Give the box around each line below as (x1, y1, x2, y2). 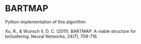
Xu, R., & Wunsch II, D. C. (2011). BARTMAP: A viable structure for (5, 28, 136, 34)
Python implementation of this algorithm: (5, 19, 87, 25)
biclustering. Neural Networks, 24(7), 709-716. (5, 33, 98, 39)
